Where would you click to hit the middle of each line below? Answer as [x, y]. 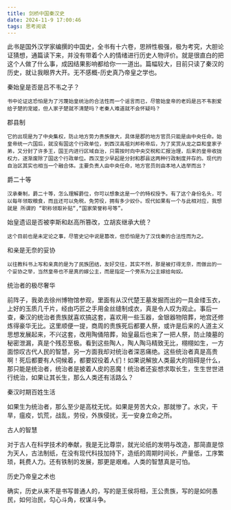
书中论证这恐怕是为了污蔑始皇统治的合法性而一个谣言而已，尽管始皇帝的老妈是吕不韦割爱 [114, 102]
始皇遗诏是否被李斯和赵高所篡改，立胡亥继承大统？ [79, 222]
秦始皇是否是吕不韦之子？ [43, 87]
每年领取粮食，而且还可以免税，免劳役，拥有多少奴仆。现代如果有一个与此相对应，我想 [117, 201]
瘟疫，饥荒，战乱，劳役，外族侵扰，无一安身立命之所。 [97, 415]
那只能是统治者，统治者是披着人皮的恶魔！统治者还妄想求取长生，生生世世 [112, 369]
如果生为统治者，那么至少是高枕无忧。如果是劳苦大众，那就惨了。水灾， [109, 407]
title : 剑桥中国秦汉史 [36, 13]
